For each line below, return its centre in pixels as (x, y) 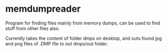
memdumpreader (43, 9)
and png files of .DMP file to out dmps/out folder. (57, 43)
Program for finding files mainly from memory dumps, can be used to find (83, 23)
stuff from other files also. (32, 28)
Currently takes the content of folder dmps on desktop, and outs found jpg (84, 38)
